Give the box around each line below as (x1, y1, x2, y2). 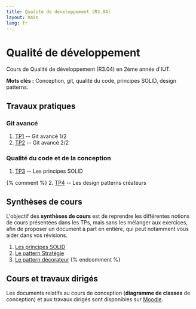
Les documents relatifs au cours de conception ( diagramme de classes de (6, 289, 191, 296)
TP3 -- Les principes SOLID (14, 167, 84, 175)
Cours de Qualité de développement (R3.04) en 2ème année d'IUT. (6, 65, 171, 73)
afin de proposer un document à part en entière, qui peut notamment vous (6, 226, 189, 233)
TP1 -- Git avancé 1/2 (14, 133, 67, 140)
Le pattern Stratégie (14, 250, 65, 257)
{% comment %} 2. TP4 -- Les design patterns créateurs (6, 179, 146, 187)
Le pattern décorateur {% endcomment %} (14, 256, 121, 263)
